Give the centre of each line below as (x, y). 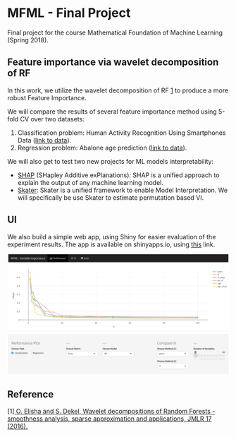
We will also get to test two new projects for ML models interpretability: (111, 161)
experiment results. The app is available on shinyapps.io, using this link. (111, 244)
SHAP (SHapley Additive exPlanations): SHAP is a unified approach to (118, 175)
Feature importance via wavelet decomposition (113, 62)
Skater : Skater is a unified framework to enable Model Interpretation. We (122, 190)
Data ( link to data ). (44, 140)
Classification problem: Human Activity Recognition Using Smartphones (122, 133)
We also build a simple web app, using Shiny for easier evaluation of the (112, 237)
